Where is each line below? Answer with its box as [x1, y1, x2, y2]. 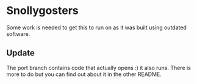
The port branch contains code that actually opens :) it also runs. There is [6, 64, 191, 71]
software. [6, 30, 30, 37]
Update [6, 48, 35, 58]
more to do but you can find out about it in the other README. [6, 71, 162, 78]
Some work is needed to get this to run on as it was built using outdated [6, 24, 187, 31]
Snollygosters [6, 4, 79, 18]
